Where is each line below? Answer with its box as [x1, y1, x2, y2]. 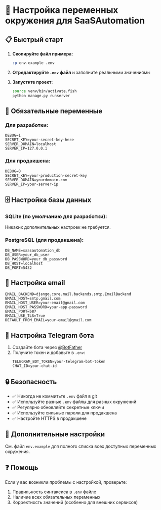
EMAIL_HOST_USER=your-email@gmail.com [5, 301, 85, 306]
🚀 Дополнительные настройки [5, 430, 105, 439]
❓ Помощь [5, 463, 39, 472]
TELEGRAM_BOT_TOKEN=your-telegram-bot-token [12, 359, 106, 364]
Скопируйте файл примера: [12, 51, 73, 56]
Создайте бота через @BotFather [12, 344, 82, 351]
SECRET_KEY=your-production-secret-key [5, 173, 87, 178]
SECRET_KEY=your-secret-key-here [5, 137, 74, 143]
